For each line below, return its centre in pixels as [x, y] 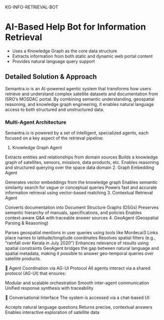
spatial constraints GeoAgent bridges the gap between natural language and [82, 248]
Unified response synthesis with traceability [49, 288]
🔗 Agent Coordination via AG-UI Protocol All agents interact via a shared [78, 268]
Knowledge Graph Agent [37, 148]
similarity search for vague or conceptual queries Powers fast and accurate [81, 187]
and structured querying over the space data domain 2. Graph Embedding [80, 168]
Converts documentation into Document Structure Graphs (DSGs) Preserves [82, 208]
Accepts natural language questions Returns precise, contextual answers [79, 307]
